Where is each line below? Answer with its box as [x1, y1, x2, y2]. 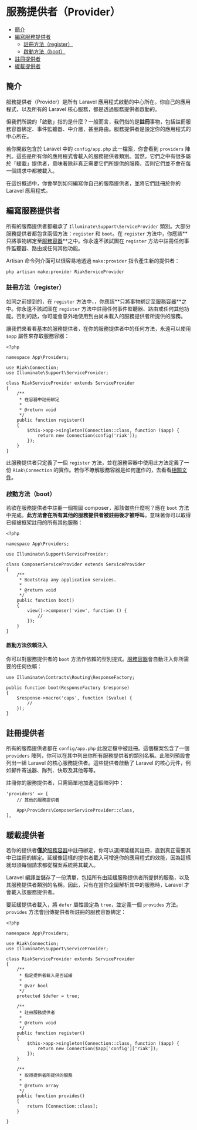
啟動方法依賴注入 [6, 641, 47, 648]
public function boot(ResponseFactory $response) [6, 685, 130, 691]
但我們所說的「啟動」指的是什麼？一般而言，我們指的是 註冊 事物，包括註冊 [6, 118, 186, 125]
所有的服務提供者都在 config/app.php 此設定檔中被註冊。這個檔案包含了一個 [6, 745, 190, 752]
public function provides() [16, 1093, 85, 1099]
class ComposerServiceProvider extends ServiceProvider [6, 561, 145, 567]
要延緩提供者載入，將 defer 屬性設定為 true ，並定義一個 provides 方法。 [6, 901, 182, 908]
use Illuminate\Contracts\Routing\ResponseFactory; [6, 675, 135, 681]
